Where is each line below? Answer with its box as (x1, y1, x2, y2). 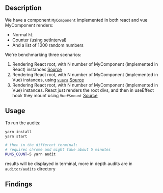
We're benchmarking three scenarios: (5, 52, 81, 57)
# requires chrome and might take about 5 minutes (5, 147, 111, 152)
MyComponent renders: (5, 22, 54, 28)
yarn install (5, 129, 32, 134)
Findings (5, 180, 33, 189)
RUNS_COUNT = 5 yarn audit (5, 152, 56, 157)
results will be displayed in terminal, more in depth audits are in (5, 161, 133, 166)
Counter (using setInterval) (12, 37, 67, 43)
